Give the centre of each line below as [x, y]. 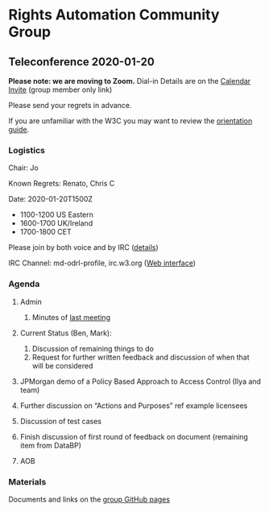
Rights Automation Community [114, 15]
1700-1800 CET [46, 232]
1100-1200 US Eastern [57, 214]
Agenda [24, 284]
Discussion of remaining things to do [93, 348]
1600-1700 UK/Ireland [56, 223]
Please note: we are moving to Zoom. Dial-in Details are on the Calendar [130, 81]
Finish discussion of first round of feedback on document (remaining [134, 436]
